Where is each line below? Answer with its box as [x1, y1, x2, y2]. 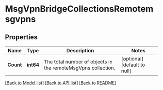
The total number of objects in [44, 59, 113, 65]
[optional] [121, 56, 144, 62]
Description [66, 47, 94, 54]
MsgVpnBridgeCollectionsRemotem [5, 3, 154, 15]
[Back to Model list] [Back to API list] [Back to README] [5, 80, 116, 86]
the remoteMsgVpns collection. [44, 64, 115, 71]
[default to [121, 61, 145, 68]
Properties [5, 33, 38, 41]
